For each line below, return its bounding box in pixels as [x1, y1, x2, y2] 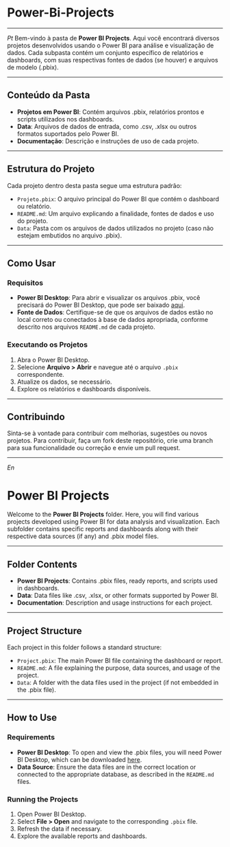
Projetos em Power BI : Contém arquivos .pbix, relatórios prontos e [16, 108, 205, 116]
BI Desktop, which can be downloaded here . [16, 755, 142, 763]
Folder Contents [7, 558, 77, 570]
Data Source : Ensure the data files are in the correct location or [16, 763, 196, 771]
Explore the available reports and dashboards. [16, 832, 147, 840]
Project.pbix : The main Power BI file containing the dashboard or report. [16, 656, 223, 664]
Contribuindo [7, 410, 65, 423]
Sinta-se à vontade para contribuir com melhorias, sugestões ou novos [7, 429, 207, 437]
